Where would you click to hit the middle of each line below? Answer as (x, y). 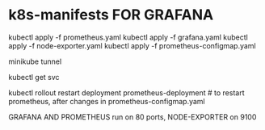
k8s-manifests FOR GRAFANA (111, 15)
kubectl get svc (34, 77)
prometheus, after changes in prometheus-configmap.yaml (107, 101)
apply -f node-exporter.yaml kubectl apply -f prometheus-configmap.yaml (132, 45)
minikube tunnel (35, 61)
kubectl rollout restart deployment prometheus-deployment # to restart (126, 92)
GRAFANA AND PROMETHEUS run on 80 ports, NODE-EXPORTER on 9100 (132, 117)
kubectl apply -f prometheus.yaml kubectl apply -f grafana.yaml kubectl (128, 37)
